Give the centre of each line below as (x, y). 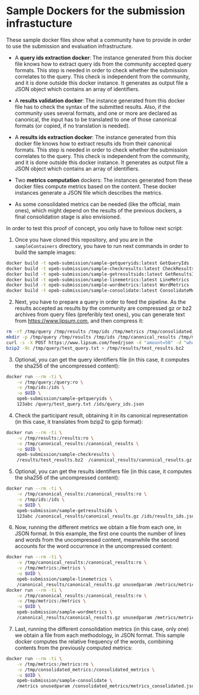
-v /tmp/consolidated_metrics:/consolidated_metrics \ (86, 670)
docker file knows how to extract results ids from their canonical (93, 143)
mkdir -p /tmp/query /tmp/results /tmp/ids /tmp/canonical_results (91, 337)
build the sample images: (45, 252)
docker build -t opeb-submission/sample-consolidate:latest (82, 291)
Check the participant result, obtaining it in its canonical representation (101, 415)
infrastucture (39, 23)
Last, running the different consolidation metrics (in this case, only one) (102, 629)
